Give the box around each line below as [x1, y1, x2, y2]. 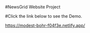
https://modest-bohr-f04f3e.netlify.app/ [5, 22, 85, 28]
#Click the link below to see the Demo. [5, 13, 83, 19]
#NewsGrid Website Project [5, 4, 61, 10]
